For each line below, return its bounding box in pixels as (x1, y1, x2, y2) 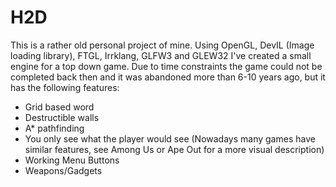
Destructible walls (24, 111, 100, 123)
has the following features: (10, 81, 120, 93)
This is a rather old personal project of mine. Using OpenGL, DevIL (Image (10, 39, 315, 51)
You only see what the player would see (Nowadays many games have (24, 132, 316, 145)
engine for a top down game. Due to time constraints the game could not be (10, 60, 323, 72)
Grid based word (24, 101, 95, 113)
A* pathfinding (24, 122, 85, 134)
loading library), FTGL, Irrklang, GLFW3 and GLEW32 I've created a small (10, 49, 312, 61)
